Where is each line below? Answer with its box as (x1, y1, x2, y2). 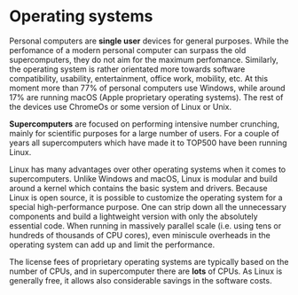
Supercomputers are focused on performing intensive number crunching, (9, 118, 279, 129)
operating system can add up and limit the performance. (9, 239, 216, 250)
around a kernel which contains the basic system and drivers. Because (9, 182, 268, 193)
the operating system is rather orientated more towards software (9, 64, 246, 74)
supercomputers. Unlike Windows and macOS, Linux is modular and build (9, 173, 278, 183)
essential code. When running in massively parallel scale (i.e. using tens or (9, 220, 282, 231)
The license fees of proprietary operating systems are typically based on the (9, 256, 289, 267)
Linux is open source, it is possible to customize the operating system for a (9, 192, 283, 203)
